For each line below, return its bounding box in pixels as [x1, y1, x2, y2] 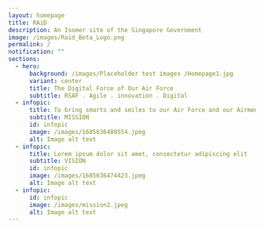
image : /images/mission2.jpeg [28, 201, 128, 208]
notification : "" [8, 48, 65, 56]
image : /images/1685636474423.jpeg [28, 172, 146, 180]
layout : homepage [8, 11, 65, 20]
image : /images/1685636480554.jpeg [28, 128, 146, 136]
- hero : [15, 63, 41, 71]
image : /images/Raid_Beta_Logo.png [8, 33, 125, 42]
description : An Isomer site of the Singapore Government [8, 26, 202, 34]
